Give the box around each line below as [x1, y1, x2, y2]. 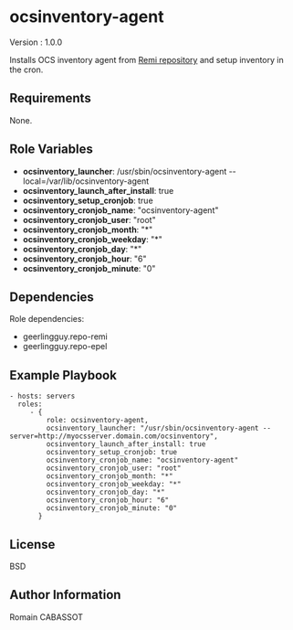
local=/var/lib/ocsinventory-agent [22, 176, 149, 187]
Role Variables [9, 142, 93, 157]
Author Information [9, 587, 121, 603]
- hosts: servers [9, 391, 76, 401]
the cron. [9, 64, 44, 75]
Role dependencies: [9, 314, 85, 325]
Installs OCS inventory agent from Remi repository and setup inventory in [9, 54, 285, 65]
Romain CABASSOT [9, 611, 84, 623]
